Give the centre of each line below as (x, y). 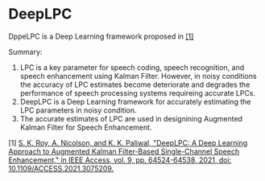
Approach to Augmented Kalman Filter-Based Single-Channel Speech (124, 151)
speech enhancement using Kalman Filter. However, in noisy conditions (138, 76)
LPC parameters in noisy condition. (78, 110)
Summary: (25, 51)
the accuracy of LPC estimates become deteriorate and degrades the (135, 84)
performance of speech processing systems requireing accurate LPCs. (138, 93)
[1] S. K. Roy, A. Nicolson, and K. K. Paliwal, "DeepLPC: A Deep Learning (128, 142)
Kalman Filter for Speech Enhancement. (86, 127)
